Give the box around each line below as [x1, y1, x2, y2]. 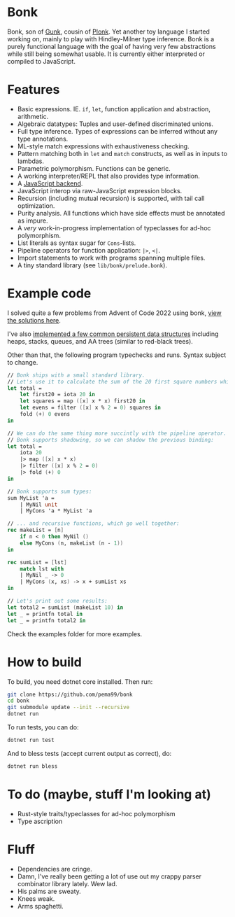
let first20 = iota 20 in [20, 391, 96, 398]
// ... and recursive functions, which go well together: [7, 520, 180, 527]
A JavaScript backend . [17, 179, 83, 188]
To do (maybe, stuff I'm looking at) [7, 786, 211, 802]
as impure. [17, 216, 48, 225]
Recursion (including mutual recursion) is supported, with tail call [17, 194, 205, 202]
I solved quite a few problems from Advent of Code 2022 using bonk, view [7, 309, 222, 317]
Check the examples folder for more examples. [7, 629, 143, 638]
